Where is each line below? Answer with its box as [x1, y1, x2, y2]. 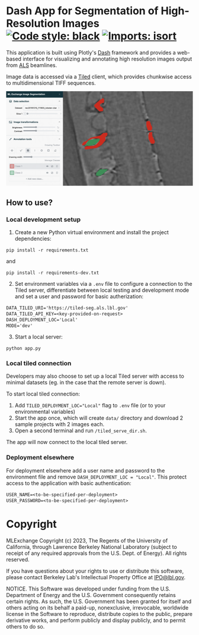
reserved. [6, 556, 30, 563]
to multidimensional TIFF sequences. [6, 79, 96, 87]
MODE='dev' [6, 323, 33, 329]
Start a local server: [14, 333, 63, 340]
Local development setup [6, 215, 81, 224]
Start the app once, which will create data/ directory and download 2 [14, 414, 184, 422]
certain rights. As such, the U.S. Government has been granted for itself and [6, 598, 191, 605]
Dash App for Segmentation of [6, 4, 159, 18]
